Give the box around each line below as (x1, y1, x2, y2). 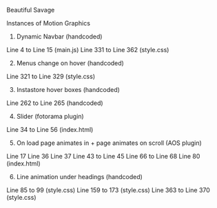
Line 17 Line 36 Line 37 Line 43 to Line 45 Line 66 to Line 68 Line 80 (6, 152, 200, 160)
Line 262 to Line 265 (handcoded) (6, 99, 104, 107)
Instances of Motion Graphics (6, 19, 91, 27)
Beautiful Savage (6, 6, 55, 14)
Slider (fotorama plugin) (16, 113, 84, 120)
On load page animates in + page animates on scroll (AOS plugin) (16, 139, 203, 147)
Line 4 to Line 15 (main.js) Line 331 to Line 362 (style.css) (6, 46, 169, 54)
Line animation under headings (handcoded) (16, 173, 143, 181)
